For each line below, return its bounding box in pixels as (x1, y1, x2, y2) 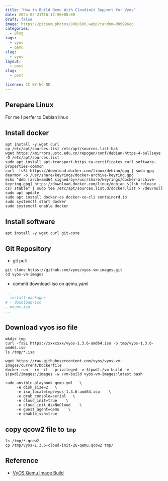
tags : (5, 36, 17, 41)
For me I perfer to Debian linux (5, 114, 68, 120)
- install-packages (5, 295, 46, 300)
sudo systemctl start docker (5, 199, 66, 204)
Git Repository (5, 244, 51, 253)
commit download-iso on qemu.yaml (12, 281, 89, 287)
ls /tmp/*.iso (5, 350, 35, 355)
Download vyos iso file (5, 323, 78, 331)
